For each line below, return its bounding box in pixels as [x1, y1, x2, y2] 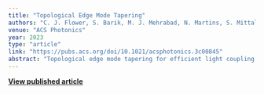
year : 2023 [8, 33, 44, 42]
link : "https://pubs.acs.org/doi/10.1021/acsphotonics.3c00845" [8, 48, 223, 56]
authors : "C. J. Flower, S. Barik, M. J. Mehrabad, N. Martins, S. [8, 19, 234, 27]
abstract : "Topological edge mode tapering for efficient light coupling [8, 56, 255, 63]
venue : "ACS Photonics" [8, 26, 86, 34]
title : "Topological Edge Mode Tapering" [8, 11, 146, 20]
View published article [8, 76, 83, 86]
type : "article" [8, 41, 61, 49]
